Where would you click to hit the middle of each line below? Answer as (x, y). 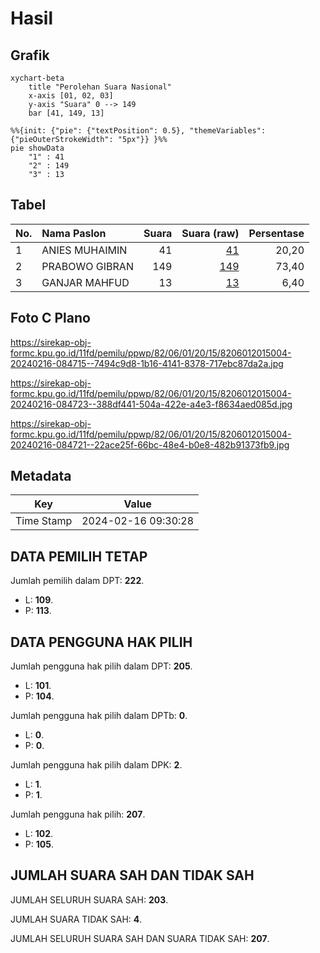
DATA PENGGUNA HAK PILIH (101, 642)
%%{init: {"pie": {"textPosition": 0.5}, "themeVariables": (138, 131)
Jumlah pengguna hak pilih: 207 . (78, 814)
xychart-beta (37, 78)
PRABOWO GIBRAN (87, 266)
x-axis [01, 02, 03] (71, 96)
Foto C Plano (50, 318)
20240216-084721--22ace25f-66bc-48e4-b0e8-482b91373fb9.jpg (150, 444)
